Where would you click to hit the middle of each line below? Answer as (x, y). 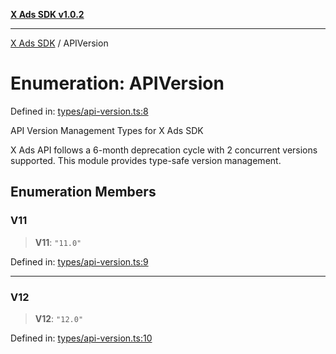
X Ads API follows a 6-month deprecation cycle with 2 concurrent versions (164, 150)
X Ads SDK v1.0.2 (47, 14)
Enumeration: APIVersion (117, 83)
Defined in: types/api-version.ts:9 (79, 261)
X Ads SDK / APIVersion (59, 43)
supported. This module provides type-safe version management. (146, 160)
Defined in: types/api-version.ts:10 (81, 338)
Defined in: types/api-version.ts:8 (79, 111)
